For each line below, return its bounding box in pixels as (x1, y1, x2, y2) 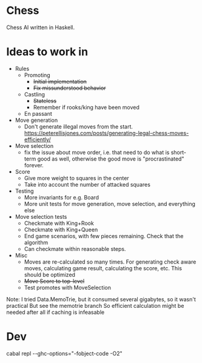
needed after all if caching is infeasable (6, 308, 105, 316)
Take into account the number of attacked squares (24, 181, 150, 188)
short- (170, 148, 187, 156)
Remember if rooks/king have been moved (33, 104, 140, 111)
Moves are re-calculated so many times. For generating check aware (24, 258, 197, 265)
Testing (15, 187, 35, 195)
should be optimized (24, 271, 76, 278)
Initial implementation (33, 78, 87, 85)
